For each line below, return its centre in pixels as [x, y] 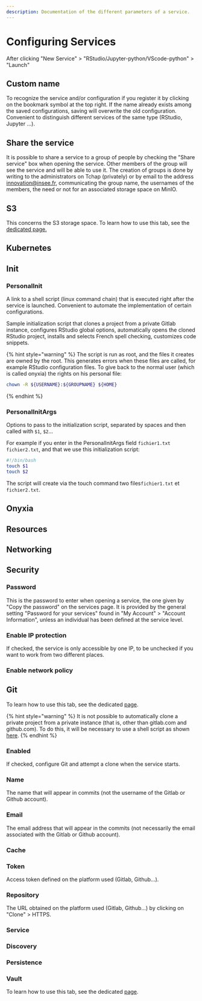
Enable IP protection [36, 635]
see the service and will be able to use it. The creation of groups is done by [100, 170]
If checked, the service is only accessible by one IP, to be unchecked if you [100, 648]
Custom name [33, 84]
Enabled [19, 751]
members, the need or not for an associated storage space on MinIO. [92, 189]
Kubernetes [29, 248]
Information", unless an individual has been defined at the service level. [95, 619]
